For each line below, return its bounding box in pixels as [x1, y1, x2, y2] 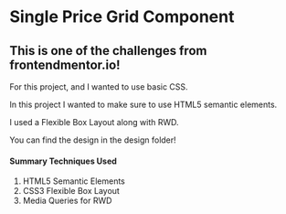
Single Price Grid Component [9, 6, 235, 27]
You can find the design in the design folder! [9, 134, 176, 145]
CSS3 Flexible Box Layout [22, 186, 121, 197]
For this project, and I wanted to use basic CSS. [9, 81, 189, 92]
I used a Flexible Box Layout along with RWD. [9, 117, 180, 127]
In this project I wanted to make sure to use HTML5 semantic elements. [9, 99, 278, 110]
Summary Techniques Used [9, 155, 117, 166]
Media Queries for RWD [22, 195, 112, 207]
